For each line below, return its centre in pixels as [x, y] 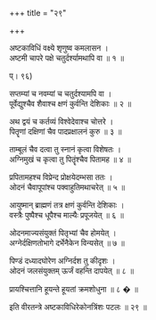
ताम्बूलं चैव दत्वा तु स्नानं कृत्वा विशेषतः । [66, 149]
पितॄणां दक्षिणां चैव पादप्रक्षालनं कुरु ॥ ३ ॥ [66, 131]
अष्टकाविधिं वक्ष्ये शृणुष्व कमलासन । [59, 48]
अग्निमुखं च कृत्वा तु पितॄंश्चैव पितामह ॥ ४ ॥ [70, 159]
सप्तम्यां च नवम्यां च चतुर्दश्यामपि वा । [61, 94]
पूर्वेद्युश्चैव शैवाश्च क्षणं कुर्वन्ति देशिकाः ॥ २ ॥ [70, 103]
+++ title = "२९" [38, 13]
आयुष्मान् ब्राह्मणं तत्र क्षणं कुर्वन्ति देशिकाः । [67, 205]
